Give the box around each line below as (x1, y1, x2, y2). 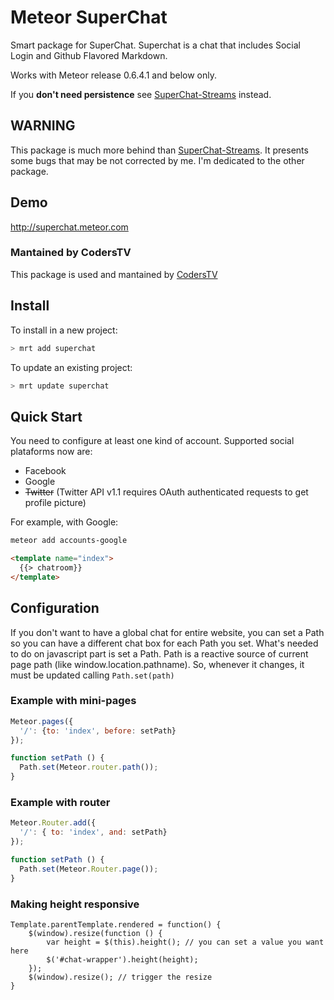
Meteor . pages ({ (10, 716, 74, 726)
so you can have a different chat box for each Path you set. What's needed (10, 637, 319, 649)
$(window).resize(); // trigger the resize (28, 972, 213, 982)
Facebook (24, 465, 67, 477)
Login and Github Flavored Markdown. (10, 49, 168, 61)
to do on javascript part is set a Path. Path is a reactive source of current (10, 647, 309, 660)
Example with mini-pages (10, 694, 137, 708)
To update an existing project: (10, 361, 133, 373)
